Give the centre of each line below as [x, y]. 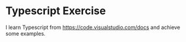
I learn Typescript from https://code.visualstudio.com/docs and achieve [93, 27]
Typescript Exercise [56, 11]
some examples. [25, 33]
